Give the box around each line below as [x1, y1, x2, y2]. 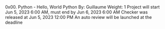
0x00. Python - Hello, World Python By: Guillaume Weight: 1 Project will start [5, 4, 160, 10]
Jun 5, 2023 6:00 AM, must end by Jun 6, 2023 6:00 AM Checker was [5, 9, 148, 15]
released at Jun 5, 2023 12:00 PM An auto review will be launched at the [5, 14, 152, 20]
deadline [5, 19, 23, 25]
